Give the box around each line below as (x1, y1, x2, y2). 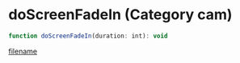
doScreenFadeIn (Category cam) (8, 6, 233, 24)
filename (8, 46, 38, 56)
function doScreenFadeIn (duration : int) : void (8, 32, 168, 40)
